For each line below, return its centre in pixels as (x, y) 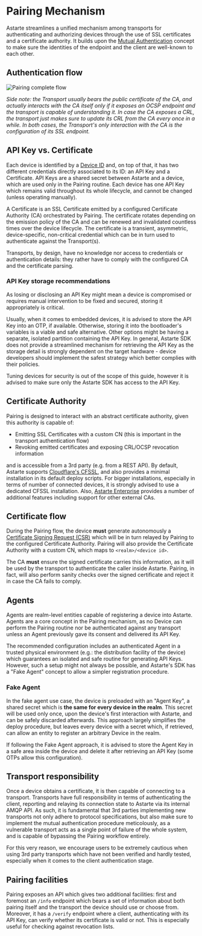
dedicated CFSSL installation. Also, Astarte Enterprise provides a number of (100, 491)
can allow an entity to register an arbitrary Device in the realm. (84, 733)
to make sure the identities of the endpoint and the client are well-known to (99, 47)
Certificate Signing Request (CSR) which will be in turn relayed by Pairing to (100, 537)
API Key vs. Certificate (50, 151)
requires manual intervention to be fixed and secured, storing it (84, 300)
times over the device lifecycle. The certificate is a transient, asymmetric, (97, 228)
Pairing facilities (37, 880)
